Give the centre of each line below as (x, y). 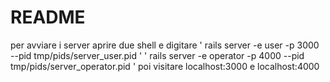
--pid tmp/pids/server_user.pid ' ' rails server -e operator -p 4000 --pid (157, 55)
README (48, 17)
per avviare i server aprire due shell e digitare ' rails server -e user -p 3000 (165, 45)
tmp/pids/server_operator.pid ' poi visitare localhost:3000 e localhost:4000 (165, 66)
